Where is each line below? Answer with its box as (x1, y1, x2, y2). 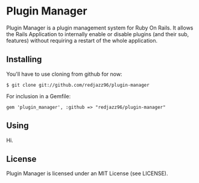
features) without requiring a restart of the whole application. (6, 37, 158, 44)
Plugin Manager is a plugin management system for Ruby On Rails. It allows (6, 24, 194, 31)
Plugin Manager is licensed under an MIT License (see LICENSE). (6, 170, 168, 177)
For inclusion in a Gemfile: (6, 92, 71, 100)
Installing (6, 54, 42, 64)
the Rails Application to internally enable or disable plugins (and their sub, (6, 30, 189, 37)
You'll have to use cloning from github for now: (6, 70, 122, 78)
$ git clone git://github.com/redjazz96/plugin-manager (6, 82, 150, 88)
